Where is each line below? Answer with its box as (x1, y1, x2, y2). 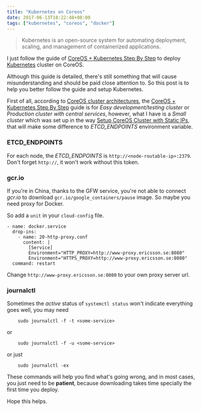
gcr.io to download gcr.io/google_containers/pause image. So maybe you (7, 193, 191, 201)
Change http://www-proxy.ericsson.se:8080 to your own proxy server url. (7, 271, 190, 278)
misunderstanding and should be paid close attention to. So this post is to (7, 79, 189, 86)
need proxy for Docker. (7, 200, 64, 207)
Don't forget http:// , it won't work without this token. (7, 158, 140, 166)
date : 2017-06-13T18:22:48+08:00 (7, 15, 91, 21)
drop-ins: (12, 228, 37, 235)
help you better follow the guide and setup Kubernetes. (7, 86, 144, 93)
